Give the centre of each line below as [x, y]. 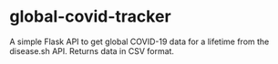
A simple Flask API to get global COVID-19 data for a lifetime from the [139, 41]
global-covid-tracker [90, 17]
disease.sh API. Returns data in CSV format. [92, 50]
